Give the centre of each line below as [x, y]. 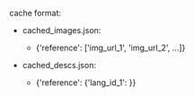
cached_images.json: [62, 30]
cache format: [35, 13]
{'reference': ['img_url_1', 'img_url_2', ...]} [110, 48]
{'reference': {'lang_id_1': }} [86, 83]
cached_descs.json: [59, 65]
